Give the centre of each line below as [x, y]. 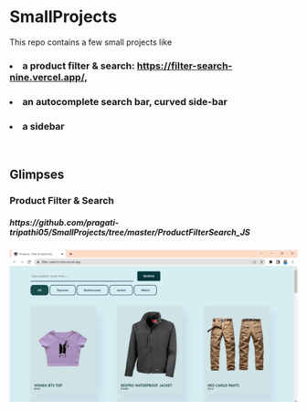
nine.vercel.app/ [47, 77]
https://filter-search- [185, 66]
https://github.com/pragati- [64, 222]
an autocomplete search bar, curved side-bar [125, 101]
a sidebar [44, 126]
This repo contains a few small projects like [91, 42]
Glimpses [37, 175]
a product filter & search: [79, 66]
